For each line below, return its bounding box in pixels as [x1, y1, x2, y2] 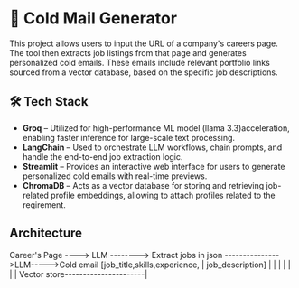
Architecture [9, 226, 83, 241]
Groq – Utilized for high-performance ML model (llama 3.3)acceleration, [22, 122, 291, 134]
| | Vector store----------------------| [9, 268, 148, 279]
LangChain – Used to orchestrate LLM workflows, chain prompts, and [22, 142, 283, 153]
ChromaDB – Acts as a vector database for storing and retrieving [22, 180, 265, 190]
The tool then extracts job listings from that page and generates [9, 47, 247, 58]
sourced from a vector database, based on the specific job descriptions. [9, 67, 278, 78]
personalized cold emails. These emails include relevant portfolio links [9, 57, 271, 68]
